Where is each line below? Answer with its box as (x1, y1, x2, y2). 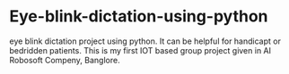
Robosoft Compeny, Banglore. (9, 54, 120, 65)
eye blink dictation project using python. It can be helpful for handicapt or (9, 36, 281, 46)
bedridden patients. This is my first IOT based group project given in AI (9, 45, 272, 55)
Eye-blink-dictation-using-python (9, 6, 268, 27)
